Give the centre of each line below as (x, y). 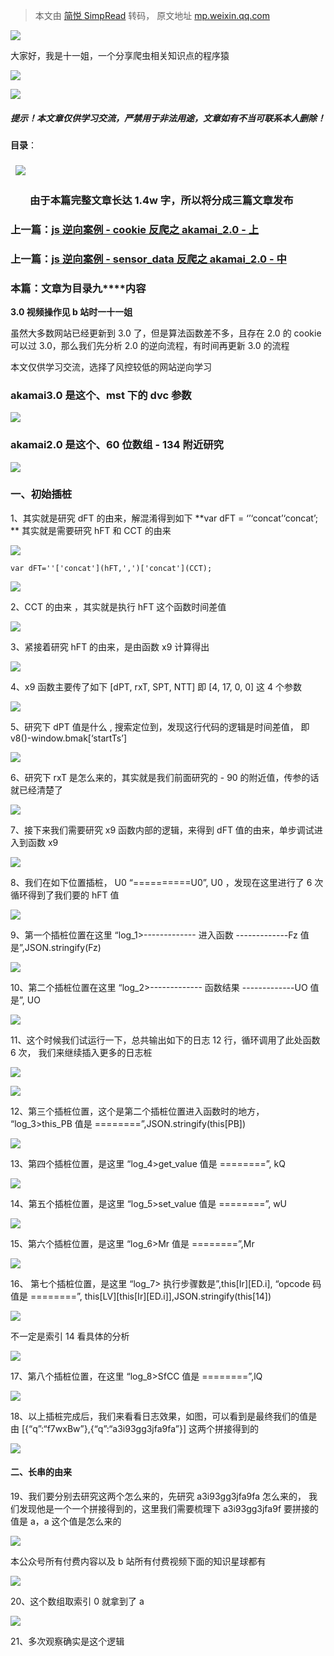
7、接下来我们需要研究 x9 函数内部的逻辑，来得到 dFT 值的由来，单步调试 (162, 830)
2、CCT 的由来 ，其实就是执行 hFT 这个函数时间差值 (118, 606)
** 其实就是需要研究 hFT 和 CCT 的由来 (91, 530)
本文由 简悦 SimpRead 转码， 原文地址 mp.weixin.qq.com (152, 15)
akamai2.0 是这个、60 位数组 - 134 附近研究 (117, 445)
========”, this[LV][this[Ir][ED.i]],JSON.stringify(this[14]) (150, 1296)
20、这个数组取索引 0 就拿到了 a (77, 1601)
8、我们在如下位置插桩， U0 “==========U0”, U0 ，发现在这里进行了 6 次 (167, 882)
